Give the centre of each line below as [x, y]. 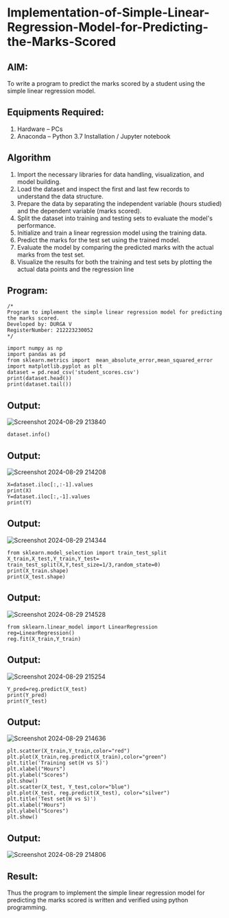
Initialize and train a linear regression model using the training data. [112, 233]
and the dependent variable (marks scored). [79, 211]
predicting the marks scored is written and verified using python [98, 899]
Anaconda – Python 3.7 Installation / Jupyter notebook [94, 136]
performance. [36, 225]
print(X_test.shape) [37, 577]
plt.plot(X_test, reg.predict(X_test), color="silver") [88, 793]
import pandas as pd [37, 355]
